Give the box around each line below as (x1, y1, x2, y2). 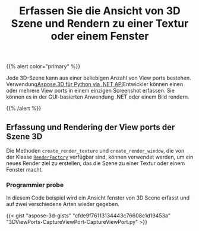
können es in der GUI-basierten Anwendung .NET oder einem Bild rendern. (6, 93, 189, 100)
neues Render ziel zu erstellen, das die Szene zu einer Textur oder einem (6, 160, 185, 167)
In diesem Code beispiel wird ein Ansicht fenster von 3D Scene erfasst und (6, 194, 190, 201)
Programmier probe (6, 181, 64, 189)
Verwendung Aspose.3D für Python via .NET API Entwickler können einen (6, 81, 183, 88)
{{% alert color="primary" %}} (6, 63, 81, 70)
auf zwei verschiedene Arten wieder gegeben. (6, 201, 120, 208)
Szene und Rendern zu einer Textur (11, 17, 189, 30)
